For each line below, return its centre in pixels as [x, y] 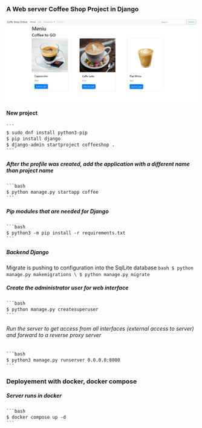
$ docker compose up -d [36, 417]
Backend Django [28, 252]
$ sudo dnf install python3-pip [47, 133]
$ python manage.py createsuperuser [52, 309]
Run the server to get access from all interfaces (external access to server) [100, 329]
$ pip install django [34, 139]
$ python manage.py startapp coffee [52, 192]
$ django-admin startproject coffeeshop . [60, 145]
